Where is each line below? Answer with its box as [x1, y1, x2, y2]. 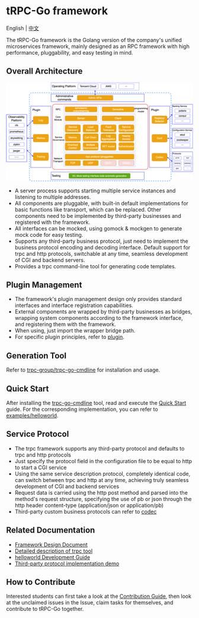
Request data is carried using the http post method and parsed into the [14, 489, 188, 496]
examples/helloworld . [6, 411, 59, 419]
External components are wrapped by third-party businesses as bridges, [14, 308, 192, 315]
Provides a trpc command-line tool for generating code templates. [14, 262, 176, 270]
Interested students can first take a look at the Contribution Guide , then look [6, 592, 191, 600]
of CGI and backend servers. [14, 256, 85, 264]
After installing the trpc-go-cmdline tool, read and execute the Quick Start [6, 399, 187, 406]
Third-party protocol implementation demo [14, 560, 120, 567]
